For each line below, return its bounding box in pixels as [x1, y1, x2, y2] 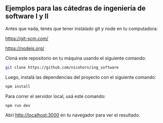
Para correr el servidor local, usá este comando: [5, 93, 106, 99]
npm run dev [5, 103, 30, 108]
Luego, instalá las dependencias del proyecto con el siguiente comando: [5, 74, 156, 80]
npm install [5, 84, 30, 89]
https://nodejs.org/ [5, 45, 45, 51]
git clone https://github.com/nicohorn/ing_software [5, 65, 119, 70]
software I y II [5, 12, 49, 21]
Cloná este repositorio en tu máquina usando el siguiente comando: [5, 55, 146, 61]
